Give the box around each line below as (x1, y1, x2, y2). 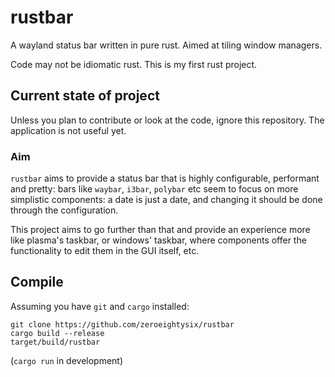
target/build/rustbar (10, 337, 101, 347)
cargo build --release (10, 328, 105, 338)
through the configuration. (10, 204, 119, 216)
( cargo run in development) (10, 354, 124, 366)
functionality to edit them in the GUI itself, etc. (10, 245, 200, 257)
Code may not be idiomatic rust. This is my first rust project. (10, 58, 258, 70)
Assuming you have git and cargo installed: (10, 300, 190, 312)
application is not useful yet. (10, 124, 127, 136)
